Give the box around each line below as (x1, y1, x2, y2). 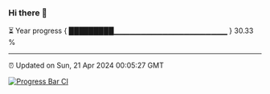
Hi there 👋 (8, 7, 48, 18)
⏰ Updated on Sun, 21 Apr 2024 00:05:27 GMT (8, 60, 165, 71)
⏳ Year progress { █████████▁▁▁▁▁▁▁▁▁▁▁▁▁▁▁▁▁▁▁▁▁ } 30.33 (8, 26, 254, 35)
